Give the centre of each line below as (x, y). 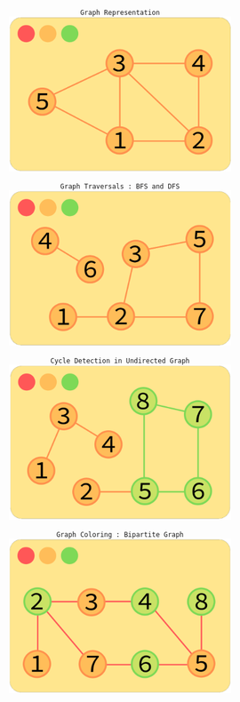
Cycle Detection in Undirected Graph (120, 361)
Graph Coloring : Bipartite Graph (120, 534)
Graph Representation (120, 12)
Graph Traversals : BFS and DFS (120, 187)
